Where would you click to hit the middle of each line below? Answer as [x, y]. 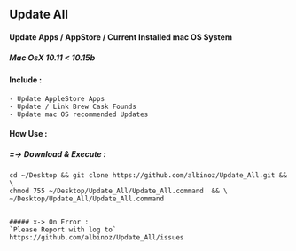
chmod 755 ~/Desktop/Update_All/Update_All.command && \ [118, 191]
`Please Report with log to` [63, 230]
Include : [26, 80]
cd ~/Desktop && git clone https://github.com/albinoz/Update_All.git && [148, 176]
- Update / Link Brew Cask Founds [73, 106]
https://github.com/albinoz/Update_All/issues [97, 238]
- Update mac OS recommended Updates [79, 114]
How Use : [28, 134]
